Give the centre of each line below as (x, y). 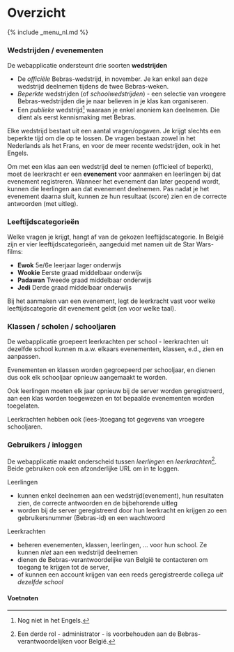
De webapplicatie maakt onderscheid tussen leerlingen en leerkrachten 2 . (112, 461)
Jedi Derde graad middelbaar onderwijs (75, 288)
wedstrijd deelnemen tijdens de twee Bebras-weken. (93, 87)
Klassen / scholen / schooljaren (62, 327)
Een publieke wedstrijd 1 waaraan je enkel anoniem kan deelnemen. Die (119, 109)
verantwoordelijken (45, 641)
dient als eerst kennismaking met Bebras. (77, 117)
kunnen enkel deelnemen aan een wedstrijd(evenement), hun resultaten (120, 496)
